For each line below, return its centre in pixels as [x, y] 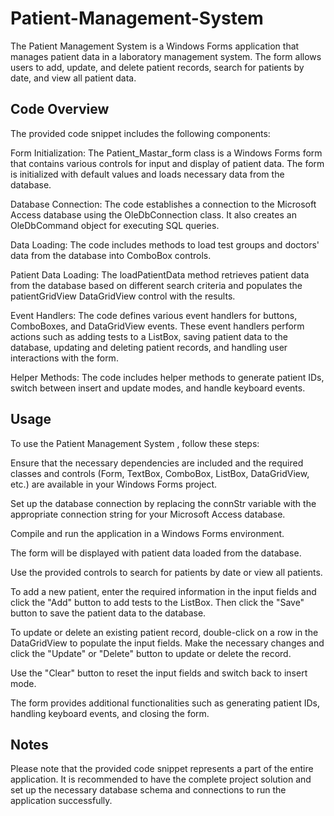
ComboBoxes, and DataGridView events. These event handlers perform [157, 326]
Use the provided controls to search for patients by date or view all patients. [166, 572]
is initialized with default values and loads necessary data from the [147, 174]
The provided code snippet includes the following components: [140, 133]
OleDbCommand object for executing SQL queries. [115, 225]
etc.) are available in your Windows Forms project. [114, 484]
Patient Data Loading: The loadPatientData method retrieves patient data [160, 274]
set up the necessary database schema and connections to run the [148, 790]
